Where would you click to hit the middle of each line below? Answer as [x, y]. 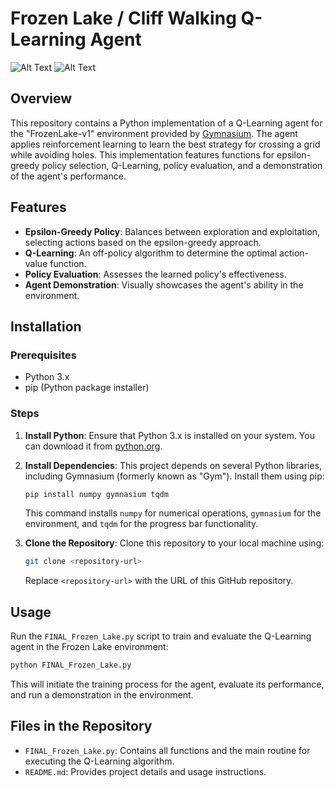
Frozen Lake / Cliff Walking [123, 18]
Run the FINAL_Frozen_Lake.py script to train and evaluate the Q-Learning [161, 636]
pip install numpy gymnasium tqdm [96, 494]
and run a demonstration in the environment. [102, 694]
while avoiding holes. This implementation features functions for [142, 154]
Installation [46, 326]
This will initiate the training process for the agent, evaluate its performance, [167, 684]
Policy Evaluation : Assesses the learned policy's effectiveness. [155, 274]
